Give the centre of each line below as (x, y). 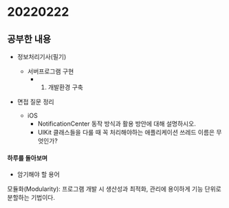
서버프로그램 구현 (51, 71)
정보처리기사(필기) (42, 57)
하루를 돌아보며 (28, 158)
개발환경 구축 (66, 87)
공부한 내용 (29, 39)
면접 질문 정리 (35, 102)
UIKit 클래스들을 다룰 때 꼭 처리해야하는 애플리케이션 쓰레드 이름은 (126, 132)
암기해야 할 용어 (38, 174)
